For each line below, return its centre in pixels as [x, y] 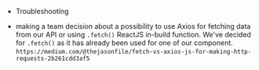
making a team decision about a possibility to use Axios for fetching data [133, 26]
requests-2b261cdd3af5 [53, 58]
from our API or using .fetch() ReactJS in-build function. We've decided [133, 35]
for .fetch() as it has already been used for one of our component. [124, 43]
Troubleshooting [42, 11]
